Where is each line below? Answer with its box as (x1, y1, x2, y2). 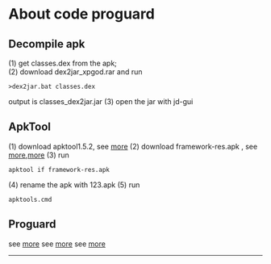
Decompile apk (8, 37, 85, 51)
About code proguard (8, 5, 155, 23)
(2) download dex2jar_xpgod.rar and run (8, 67, 143, 77)
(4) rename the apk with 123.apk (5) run (8, 179, 140, 190)
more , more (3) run (8, 150, 70, 160)
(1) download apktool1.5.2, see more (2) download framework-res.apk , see (8, 141, 258, 151)
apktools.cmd (8, 195, 52, 203)
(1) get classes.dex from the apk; (8, 58, 117, 68)
